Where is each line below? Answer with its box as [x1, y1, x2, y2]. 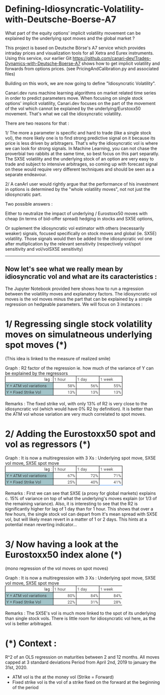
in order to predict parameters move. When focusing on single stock [5, 95, 143, 101]
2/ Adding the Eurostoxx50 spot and [5, 428, 156, 439]
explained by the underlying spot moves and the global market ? [5, 35, 135, 41]
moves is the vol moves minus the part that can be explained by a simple [5, 296, 152, 302]
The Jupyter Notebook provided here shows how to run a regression [5, 286, 144, 292]
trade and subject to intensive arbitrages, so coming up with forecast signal [5, 161, 158, 167]
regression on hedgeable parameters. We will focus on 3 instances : [5, 301, 143, 307]
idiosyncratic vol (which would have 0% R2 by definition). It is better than [5, 406, 153, 412]
